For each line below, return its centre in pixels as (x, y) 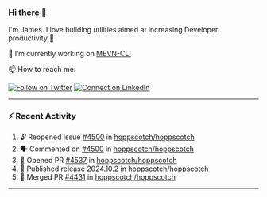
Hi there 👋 (28, 13)
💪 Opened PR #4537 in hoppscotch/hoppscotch (98, 160)
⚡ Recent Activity (43, 116)
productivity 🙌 (31, 38)
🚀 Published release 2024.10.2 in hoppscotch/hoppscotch (114, 169)
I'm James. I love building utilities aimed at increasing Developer (113, 30)
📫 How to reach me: (42, 70)
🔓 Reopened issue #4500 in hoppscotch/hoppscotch (107, 137)
